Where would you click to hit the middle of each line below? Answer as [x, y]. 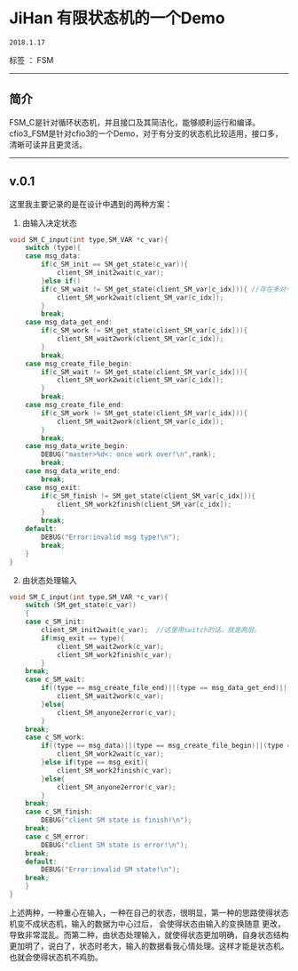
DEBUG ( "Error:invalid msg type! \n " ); [110, 538]
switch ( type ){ [53, 248]
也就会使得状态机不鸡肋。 [56, 957]
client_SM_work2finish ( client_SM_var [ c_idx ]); [144, 504]
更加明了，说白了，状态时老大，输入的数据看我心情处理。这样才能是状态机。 [149, 946]
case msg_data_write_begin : [77, 446]
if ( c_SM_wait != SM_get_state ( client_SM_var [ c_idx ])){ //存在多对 [164, 289]
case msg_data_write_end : [73, 471]
